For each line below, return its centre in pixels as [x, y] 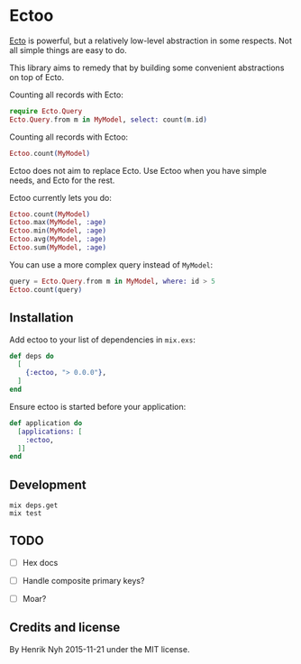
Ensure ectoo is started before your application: [98, 406]
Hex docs [40, 562]
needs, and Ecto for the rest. [62, 180]
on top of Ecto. [37, 77]
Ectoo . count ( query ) [46, 289]
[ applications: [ [50, 432]
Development [48, 484]
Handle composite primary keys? [83, 580]
